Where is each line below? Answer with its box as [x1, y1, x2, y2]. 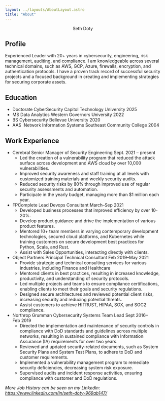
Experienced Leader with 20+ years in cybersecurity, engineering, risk [5, 53, 148, 59]
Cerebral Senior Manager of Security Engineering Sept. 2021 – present [12, 149, 156, 156]
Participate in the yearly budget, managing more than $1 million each [19, 191, 159, 198]
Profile [5, 40, 26, 48]
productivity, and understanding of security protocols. [19, 275, 130, 281]
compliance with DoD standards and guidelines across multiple [19, 328, 148, 334]
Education [5, 93, 37, 102]
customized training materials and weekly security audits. [19, 176, 136, 182]
